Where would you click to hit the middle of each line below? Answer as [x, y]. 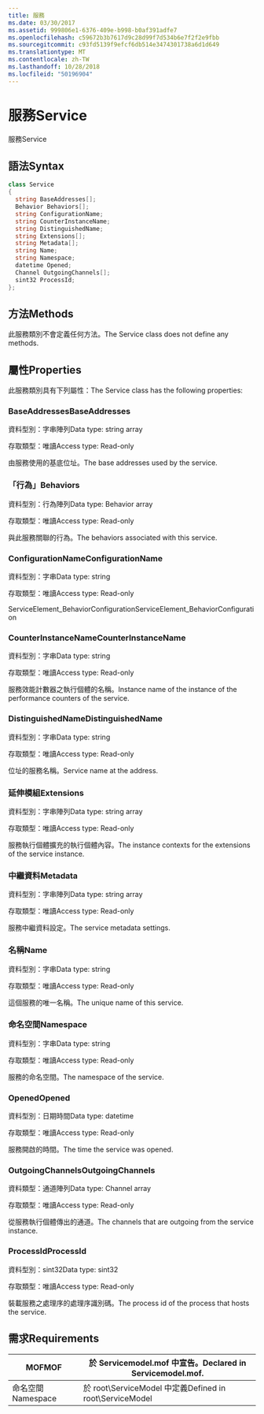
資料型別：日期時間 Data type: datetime [71, 1116]
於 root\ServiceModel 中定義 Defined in [154, 1388]
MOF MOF [44, 1367]
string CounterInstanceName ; [63, 221]
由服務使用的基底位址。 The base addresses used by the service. [113, 463]
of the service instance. [46, 854]
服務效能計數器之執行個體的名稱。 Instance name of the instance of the [123, 690]
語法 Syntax [36, 166]
